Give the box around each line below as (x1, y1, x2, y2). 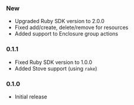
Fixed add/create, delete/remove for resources (14, 24, 129, 31)
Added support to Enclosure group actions (14, 30, 119, 37)
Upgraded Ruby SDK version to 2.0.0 (14, 18, 104, 25)
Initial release (14, 93, 47, 100)
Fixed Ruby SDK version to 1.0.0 (14, 58, 93, 66)
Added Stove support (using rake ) (14, 65, 97, 72)
